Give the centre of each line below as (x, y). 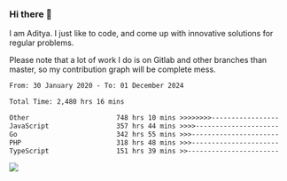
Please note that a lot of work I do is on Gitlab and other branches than (138, 60)
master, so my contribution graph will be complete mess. (112, 69)
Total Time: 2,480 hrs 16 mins (67, 102)
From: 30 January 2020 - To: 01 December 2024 (97, 86)
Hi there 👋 (31, 14)
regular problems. (42, 43)
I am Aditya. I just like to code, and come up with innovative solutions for (141, 34)
